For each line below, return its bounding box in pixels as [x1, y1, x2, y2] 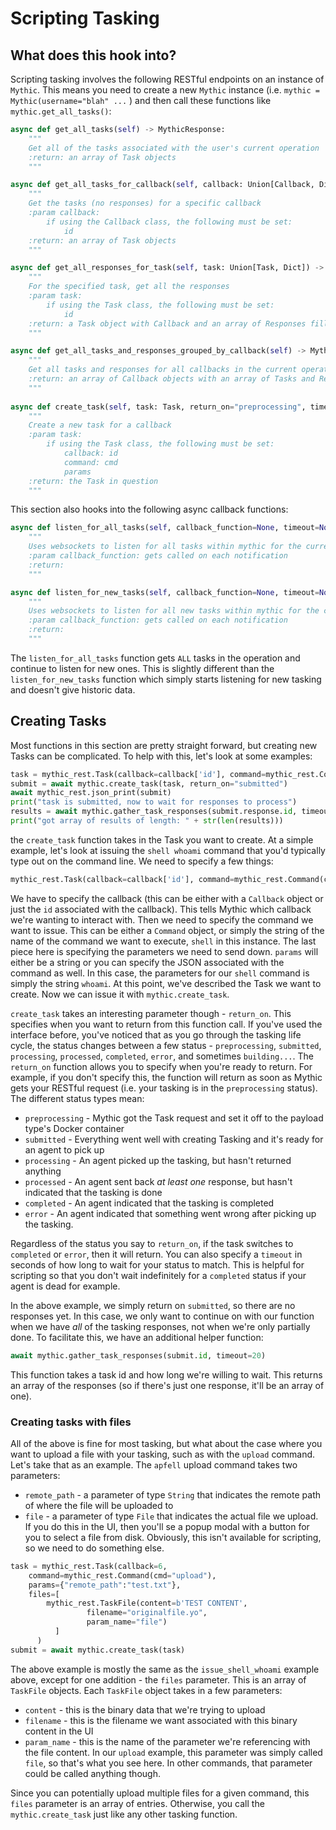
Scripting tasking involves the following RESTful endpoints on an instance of [10, 73, 325, 85]
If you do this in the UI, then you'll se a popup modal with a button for [24, 1520, 310, 1532]
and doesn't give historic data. [10, 683, 136, 696]
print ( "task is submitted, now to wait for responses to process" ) [10, 797, 298, 807]
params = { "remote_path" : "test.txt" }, [28, 1580, 182, 1590]
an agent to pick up [24, 1143, 105, 1156]
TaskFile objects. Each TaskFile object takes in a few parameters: [10, 1684, 283, 1696]
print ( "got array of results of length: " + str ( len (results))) [10, 816, 284, 826]
